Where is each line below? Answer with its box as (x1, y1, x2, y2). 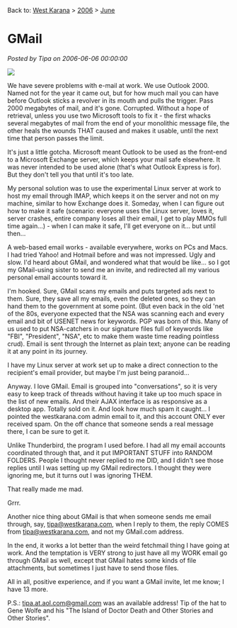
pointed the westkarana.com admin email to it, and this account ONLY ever (7, 412, 226, 420)
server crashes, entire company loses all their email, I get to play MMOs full (7, 214, 227, 223)
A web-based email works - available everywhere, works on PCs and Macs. (7, 242, 228, 251)
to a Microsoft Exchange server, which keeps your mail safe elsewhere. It (7, 155, 221, 164)
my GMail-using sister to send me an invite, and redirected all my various (7, 265, 220, 274)
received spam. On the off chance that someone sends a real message (7, 420, 214, 428)
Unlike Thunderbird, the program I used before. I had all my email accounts (7, 441, 226, 449)
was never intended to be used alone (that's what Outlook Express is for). (7, 162, 221, 171)
